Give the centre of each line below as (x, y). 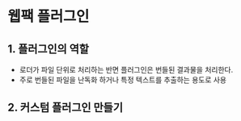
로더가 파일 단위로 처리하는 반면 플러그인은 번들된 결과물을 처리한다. (126, 70)
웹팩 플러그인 (49, 17)
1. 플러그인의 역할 (49, 49)
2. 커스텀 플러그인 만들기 (65, 108)
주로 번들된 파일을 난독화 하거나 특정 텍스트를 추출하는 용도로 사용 (123, 80)
